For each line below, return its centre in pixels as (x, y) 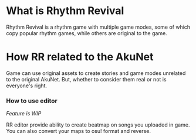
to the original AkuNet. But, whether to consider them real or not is (86, 79)
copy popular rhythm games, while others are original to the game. (87, 33)
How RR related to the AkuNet (80, 57)
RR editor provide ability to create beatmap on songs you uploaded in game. (98, 125)
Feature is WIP (24, 114)
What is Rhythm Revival (65, 11)
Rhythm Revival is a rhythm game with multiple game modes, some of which (98, 27)
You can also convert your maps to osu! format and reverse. (79, 131)
